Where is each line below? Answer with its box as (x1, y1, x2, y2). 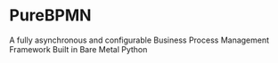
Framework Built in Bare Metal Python (9, 43, 148, 54)
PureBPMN (9, 5, 92, 26)
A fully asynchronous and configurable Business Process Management (9, 35, 270, 45)
